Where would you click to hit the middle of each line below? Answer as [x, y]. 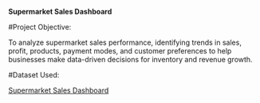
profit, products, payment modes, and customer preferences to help [120, 51]
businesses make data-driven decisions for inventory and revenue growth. [130, 59]
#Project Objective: [40, 27]
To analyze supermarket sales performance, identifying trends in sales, [125, 42]
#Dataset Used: [34, 75]
